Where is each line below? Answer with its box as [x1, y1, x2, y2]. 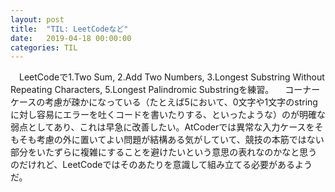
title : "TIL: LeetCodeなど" [10, 24, 129, 34]
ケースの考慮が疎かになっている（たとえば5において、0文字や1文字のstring [10, 96, 318, 108]
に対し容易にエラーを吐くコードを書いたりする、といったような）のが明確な [10, 109, 326, 121]
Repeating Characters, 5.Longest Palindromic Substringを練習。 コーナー [10, 84, 321, 96]
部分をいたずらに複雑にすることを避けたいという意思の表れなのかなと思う [10, 146, 318, 158]
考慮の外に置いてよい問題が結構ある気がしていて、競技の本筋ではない [36, 134, 325, 146]
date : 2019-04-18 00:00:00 [10, 33, 132, 43]
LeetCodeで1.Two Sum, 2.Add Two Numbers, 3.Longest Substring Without [18, 71, 325, 83]
